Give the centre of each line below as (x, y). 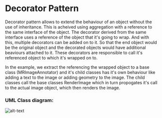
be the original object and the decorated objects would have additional (76, 47)
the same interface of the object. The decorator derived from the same (76, 32)
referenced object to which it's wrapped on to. (51, 58)
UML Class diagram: (29, 100)
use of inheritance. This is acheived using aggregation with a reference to (79, 27)
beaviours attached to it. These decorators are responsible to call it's (74, 52)
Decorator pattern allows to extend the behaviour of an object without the (79, 22)
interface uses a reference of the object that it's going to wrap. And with (77, 37)
